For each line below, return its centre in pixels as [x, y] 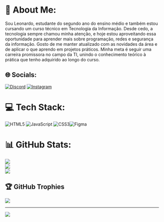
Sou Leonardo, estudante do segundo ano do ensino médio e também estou [82, 23]
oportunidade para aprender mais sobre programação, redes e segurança [79, 39]
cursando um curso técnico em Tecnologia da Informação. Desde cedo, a [79, 28]
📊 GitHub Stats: [38, 144]
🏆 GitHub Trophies [35, 187]
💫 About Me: [31, 10]
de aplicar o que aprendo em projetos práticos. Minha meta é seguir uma [78, 49]
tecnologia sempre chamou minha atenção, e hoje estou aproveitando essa [81, 34]
